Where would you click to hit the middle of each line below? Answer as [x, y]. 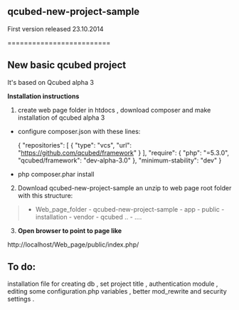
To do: [22, 267]
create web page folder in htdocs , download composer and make [114, 110]
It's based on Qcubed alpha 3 [51, 82]
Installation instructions [43, 96]
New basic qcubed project [67, 65]
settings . [21, 299]
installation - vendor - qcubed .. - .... [89, 217]
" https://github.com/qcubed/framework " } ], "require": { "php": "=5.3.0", [123, 153]
